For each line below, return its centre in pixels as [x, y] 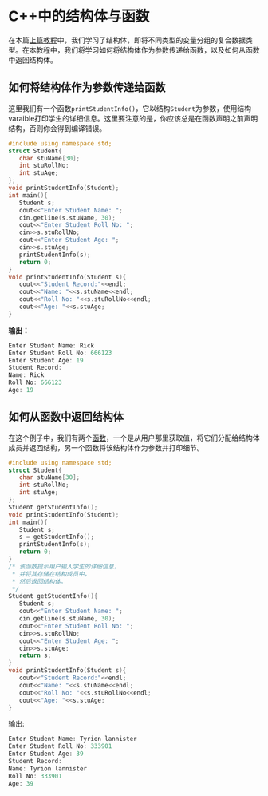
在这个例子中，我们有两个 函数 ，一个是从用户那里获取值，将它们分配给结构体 [134, 438]
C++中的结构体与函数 [79, 16]
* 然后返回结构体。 [39, 581]
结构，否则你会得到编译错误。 [57, 128]
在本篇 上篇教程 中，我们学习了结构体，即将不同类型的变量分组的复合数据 [127, 40]
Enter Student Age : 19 [46, 360]
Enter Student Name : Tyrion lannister [73, 739]
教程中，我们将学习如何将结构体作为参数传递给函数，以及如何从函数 [148, 50]
